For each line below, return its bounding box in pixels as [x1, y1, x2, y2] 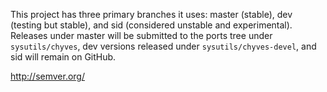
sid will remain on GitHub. [10, 51, 117, 63]
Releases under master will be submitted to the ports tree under [10, 30, 273, 41]
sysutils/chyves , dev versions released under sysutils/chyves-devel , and [10, 40, 317, 52]
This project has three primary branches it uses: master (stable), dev [10, 9, 293, 20]
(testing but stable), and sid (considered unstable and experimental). [10, 19, 293, 31]
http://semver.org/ [10, 70, 85, 82]
